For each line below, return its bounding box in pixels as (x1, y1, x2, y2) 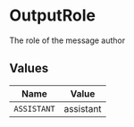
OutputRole (9, 5, 96, 26)
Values (9, 61, 49, 76)
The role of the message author (9, 35, 126, 46)
